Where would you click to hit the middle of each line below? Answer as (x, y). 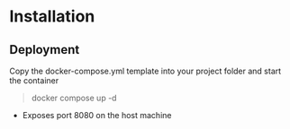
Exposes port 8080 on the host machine (97, 115)
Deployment (45, 50)
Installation (52, 17)
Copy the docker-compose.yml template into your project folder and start (145, 71)
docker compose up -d (74, 98)
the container (34, 81)
